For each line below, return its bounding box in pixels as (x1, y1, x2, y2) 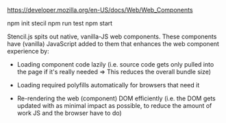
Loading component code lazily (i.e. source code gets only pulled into (16, 60, 214, 68)
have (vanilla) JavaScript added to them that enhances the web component (7, 40, 219, 47)
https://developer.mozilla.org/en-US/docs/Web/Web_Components (7, 6, 193, 14)
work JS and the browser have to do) (16, 109, 122, 117)
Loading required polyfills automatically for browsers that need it (16, 81, 200, 89)
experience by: (7, 47, 49, 55)
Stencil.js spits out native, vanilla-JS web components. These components (7, 32, 217, 41)
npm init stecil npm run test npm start (7, 19, 113, 27)
